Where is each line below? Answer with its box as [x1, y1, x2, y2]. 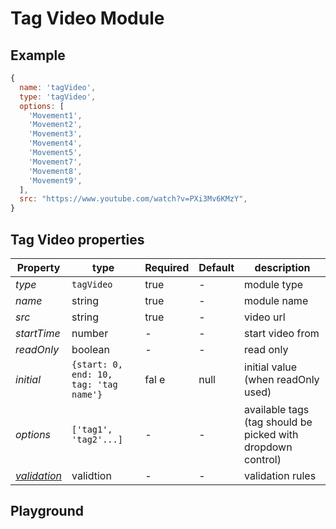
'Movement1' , [28, 110, 83, 121]
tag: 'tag [71, 378, 118, 390]
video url [244, 310, 286, 324]
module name [244, 293, 309, 307]
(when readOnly [244, 372, 320, 386]
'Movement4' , [28, 138, 83, 149]
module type [244, 277, 304, 291]
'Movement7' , [28, 157, 83, 167]
